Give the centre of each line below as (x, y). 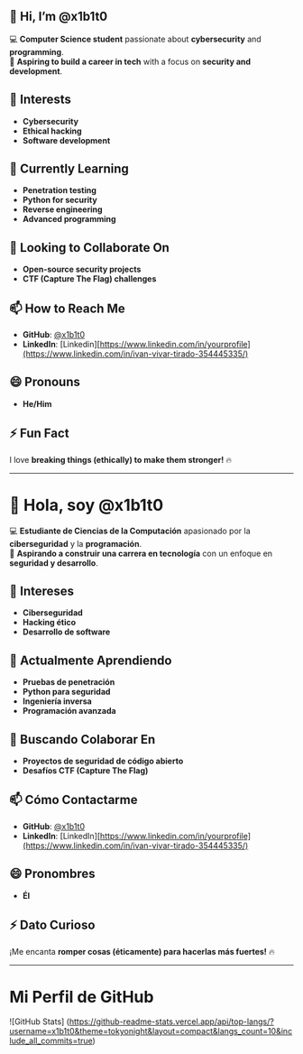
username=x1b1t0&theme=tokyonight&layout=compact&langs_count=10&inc (151, 1031)
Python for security (60, 200)
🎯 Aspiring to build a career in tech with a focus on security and (130, 61)
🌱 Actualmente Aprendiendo (91, 660)
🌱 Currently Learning (69, 169)
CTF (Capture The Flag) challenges (89, 279)
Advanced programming (69, 219)
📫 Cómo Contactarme (73, 800)
